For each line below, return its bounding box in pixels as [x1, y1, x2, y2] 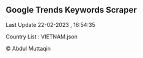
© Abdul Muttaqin [5, 45, 51, 52]
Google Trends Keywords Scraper [5, 5, 137, 15]
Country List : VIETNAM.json [5, 33, 78, 40]
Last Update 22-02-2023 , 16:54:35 [5, 21, 95, 28]
